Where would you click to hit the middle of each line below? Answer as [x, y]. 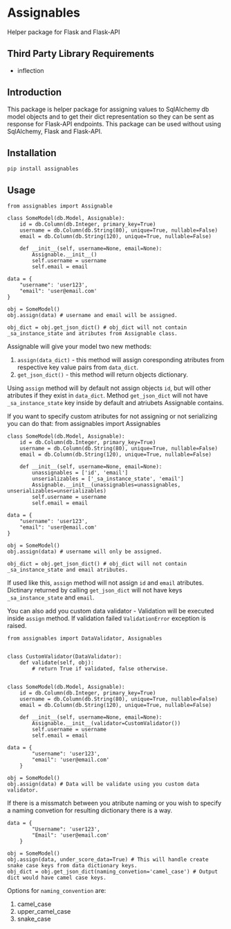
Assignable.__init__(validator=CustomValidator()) [107, 724]
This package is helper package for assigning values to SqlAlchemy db [108, 109]
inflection [30, 70]
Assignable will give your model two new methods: [80, 347]
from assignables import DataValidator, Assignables [85, 639]
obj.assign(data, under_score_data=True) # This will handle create [108, 860]
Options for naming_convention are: [57, 891]
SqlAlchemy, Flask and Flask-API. [55, 131]
